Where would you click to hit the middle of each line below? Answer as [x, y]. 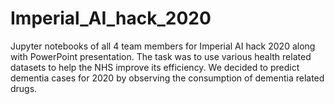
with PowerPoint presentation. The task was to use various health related [161, 56]
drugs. [24, 88]
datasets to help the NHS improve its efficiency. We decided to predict [155, 67]
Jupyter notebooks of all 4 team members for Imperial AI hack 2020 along [163, 46]
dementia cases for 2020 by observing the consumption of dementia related [167, 78]
